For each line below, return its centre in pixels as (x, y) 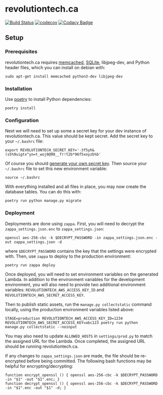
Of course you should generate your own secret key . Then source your (76, 164)
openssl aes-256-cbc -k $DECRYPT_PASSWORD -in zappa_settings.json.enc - (81, 238)
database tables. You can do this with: (43, 192)
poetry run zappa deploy (30, 265)
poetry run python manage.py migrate (43, 201)
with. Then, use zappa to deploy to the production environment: (68, 256)
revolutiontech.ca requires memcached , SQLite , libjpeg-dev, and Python (77, 62)
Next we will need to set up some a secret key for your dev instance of (76, 131)
